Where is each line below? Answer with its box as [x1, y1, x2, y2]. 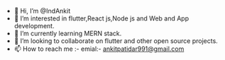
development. [13, 22, 55, 30]
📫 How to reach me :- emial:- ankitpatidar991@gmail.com [13, 44, 185, 53]
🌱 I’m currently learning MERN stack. [13, 29, 122, 37]
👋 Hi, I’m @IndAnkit [13, 7, 71, 15]
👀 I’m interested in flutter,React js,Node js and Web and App [13, 14, 190, 23]
